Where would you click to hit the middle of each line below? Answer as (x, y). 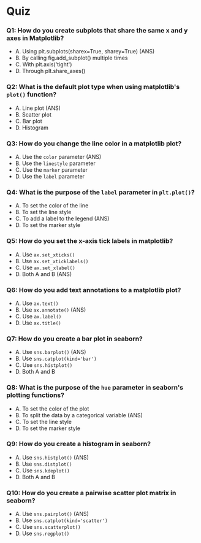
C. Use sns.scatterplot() (48, 527)
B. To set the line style (43, 212)
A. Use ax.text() (37, 303)
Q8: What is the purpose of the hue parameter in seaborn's (95, 388)
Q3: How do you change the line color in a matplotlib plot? (94, 144)
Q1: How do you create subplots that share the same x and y (97, 31)
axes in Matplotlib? (35, 38)
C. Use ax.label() (38, 316)
